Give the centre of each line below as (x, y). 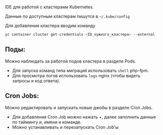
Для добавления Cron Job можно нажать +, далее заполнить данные (84, 117)
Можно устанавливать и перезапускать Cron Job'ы (65, 127)
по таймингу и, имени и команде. (47, 122)
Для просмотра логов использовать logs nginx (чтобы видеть (76, 75)
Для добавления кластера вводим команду (50, 26)
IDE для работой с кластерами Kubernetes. (49, 7)
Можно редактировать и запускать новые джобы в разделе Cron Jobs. (79, 108)
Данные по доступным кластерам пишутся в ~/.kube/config (67, 16)
